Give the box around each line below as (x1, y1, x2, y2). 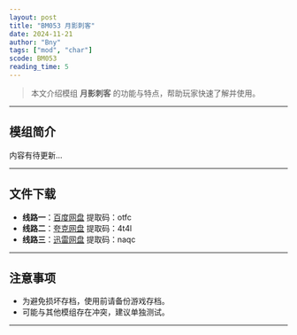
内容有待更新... (9, 150, 64, 160)
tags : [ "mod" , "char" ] (9, 46, 93, 55)
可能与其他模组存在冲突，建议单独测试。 (21, 307, 170, 317)
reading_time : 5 (9, 63, 69, 72)
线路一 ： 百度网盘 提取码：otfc (21, 212, 133, 222)
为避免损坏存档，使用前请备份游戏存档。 (21, 296, 170, 307)
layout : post (9, 12, 57, 22)
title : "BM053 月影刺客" (9, 21, 95, 30)
